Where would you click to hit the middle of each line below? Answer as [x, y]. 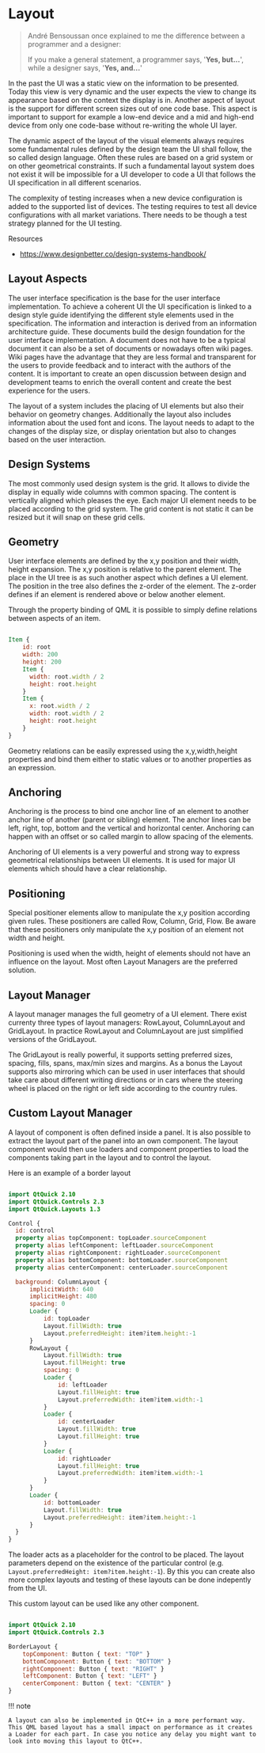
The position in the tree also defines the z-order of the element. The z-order [132, 586]
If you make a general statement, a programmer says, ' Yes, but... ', [135, 59]
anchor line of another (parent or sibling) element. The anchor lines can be [130, 819]
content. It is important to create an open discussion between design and [127, 374]
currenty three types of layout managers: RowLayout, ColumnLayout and [127, 1023]
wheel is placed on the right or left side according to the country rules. [123, 1089]
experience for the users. [49, 390]
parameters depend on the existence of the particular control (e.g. [116, 1563]
